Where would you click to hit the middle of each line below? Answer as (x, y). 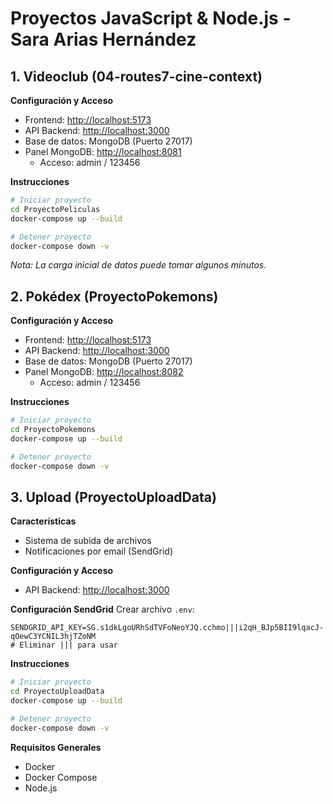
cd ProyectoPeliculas (55, 209)
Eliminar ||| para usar (68, 645)
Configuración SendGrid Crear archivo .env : (102, 609)
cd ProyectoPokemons (53, 430)
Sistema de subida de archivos (88, 541)
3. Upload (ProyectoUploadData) (113, 497)
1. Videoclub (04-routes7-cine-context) (136, 76)
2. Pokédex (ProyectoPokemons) (114, 296)
